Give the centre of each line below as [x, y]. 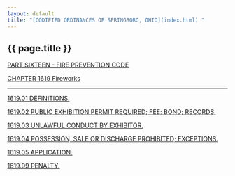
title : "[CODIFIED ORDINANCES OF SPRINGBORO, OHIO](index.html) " [106, 20]
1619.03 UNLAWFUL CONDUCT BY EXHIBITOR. [75, 125]
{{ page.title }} [40, 48]
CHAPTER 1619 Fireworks [44, 79]
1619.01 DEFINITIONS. [38, 99]
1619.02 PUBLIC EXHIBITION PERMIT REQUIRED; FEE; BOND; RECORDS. [112, 112]
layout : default [31, 14]
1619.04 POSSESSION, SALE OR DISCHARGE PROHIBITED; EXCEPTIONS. [113, 139]
